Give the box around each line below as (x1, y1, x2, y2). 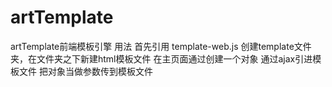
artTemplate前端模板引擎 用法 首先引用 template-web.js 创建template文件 (10, 40, 312, 52)
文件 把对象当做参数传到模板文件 (18, 65, 153, 77)
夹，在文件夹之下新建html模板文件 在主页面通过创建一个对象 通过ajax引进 (10, 52, 313, 65)
